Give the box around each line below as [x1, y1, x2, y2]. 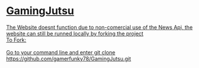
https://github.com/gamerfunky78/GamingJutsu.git [6, 55, 131, 62]
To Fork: [6, 36, 27, 43]
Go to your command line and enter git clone [6, 48, 116, 56]
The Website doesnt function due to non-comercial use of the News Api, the [6, 24, 193, 31]
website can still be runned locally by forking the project [6, 30, 144, 37]
